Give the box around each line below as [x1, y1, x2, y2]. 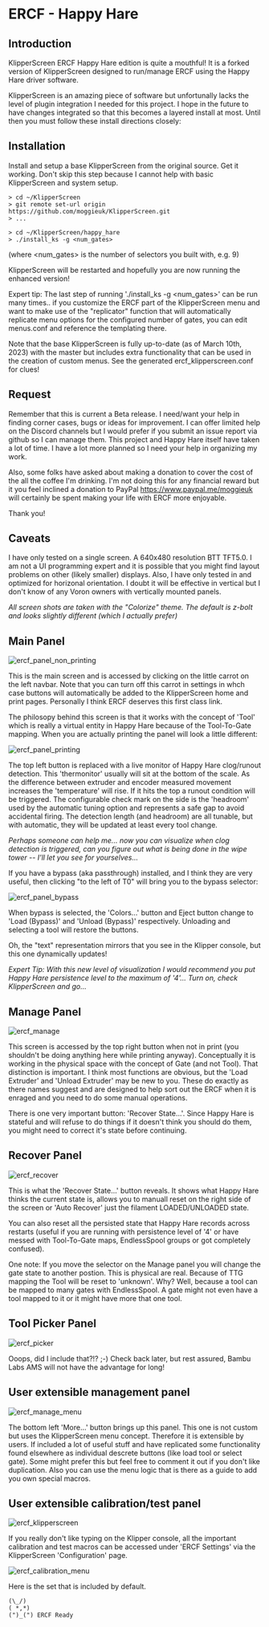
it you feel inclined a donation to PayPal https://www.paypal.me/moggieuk [8, 484, 253, 494]
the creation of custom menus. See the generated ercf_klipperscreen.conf [8, 356, 254, 365]
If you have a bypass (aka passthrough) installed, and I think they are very [8, 868, 253, 878]
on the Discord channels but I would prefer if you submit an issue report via [8, 426, 258, 436]
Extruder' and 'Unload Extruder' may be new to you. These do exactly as [8, 1076, 249, 1086]
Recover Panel [8, 1149, 82, 1162]
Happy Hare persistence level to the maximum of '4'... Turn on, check [8, 973, 238, 983]
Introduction [8, 37, 72, 51]
